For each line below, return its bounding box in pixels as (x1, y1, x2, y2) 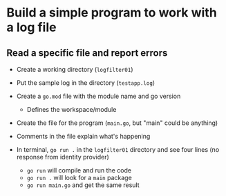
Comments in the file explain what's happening (16, 133, 151, 140)
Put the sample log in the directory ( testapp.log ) (16, 79, 156, 87)
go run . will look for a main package (26, 174, 132, 182)
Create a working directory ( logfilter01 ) (16, 66, 133, 73)
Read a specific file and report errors (6, 47, 168, 59)
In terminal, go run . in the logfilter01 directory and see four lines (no (16, 146, 220, 153)
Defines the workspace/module (26, 106, 117, 113)
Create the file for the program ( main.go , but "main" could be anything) (16, 119, 218, 127)
